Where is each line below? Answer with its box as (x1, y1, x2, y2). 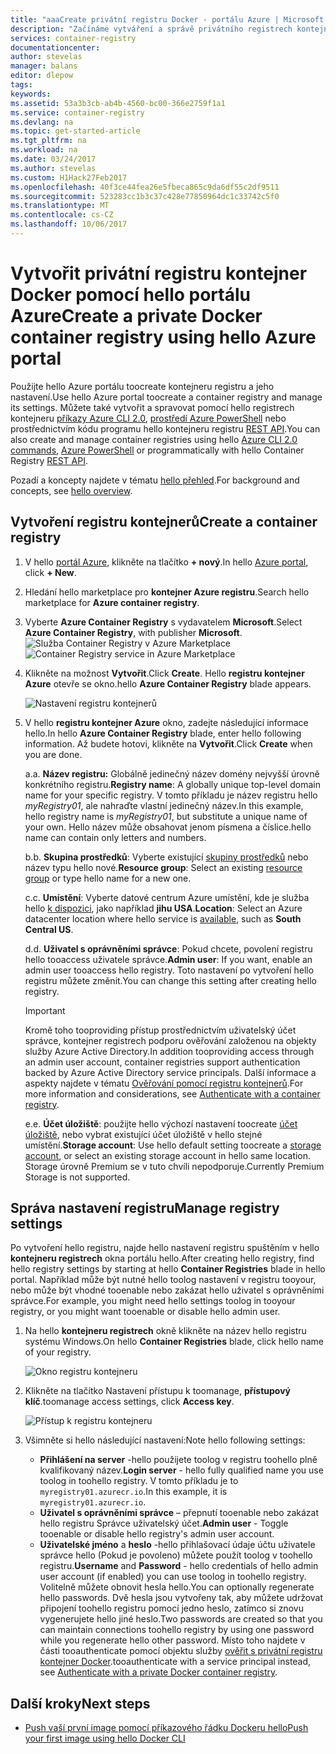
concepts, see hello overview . (10, 484, 133, 496)
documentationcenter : (10, 42, 101, 53)
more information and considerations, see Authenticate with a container (24, 1087, 321, 1100)
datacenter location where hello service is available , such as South (24, 912, 302, 925)
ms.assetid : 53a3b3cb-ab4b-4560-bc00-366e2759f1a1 (10, 98, 226, 108)
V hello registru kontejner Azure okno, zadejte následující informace (24, 716, 309, 728)
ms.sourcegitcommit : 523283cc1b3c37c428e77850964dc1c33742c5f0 (10, 191, 280, 201)
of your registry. (24, 1346, 92, 1358)
